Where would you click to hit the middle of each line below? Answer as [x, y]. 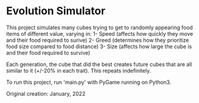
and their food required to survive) [48, 52]
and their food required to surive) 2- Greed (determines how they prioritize [98, 40]
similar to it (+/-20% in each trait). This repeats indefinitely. [79, 70]
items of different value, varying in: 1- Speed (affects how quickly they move [100, 33]
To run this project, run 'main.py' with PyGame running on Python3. [89, 82]
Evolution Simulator [56, 11]
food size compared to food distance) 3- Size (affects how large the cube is [99, 46]
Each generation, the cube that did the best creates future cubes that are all [99, 64]
